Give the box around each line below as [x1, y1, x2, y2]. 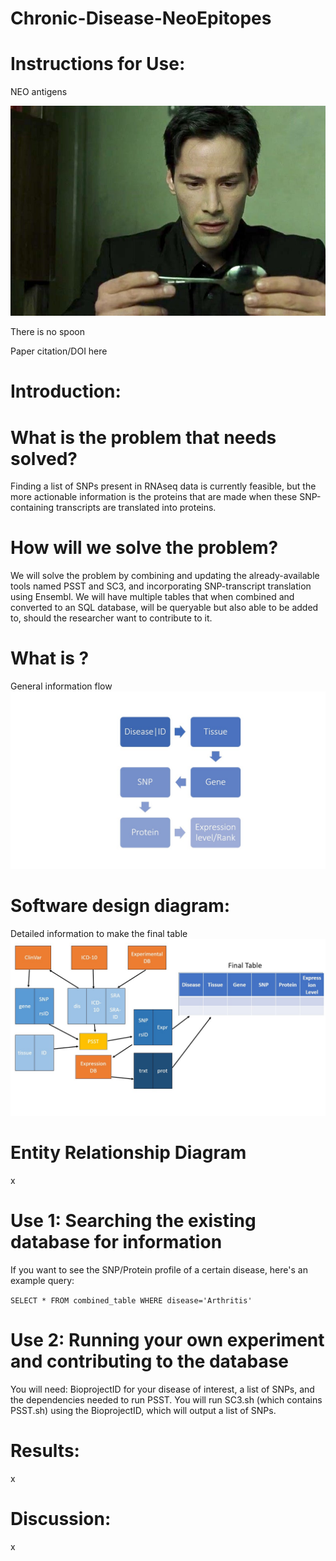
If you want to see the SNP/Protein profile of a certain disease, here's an [10, 1263, 308, 1276]
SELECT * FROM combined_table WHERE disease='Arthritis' [10, 1295, 253, 1306]
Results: [10, 1440, 80, 1462]
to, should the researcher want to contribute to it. [10, 612, 213, 624]
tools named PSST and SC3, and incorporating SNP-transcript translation [10, 580, 312, 592]
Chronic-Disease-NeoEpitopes [10, 7, 272, 30]
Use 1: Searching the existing [10, 1210, 257, 1232]
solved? [10, 447, 78, 470]
